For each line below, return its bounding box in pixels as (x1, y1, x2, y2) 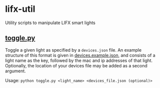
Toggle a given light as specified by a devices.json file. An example (5, 47, 142, 53)
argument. (5, 68, 26, 74)
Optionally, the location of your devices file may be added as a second (5, 62, 148, 68)
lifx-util (5, 3, 35, 15)
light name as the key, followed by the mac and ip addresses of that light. (5, 58, 153, 63)
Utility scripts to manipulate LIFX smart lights (5, 20, 96, 26)
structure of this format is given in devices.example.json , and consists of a (5, 52, 156, 58)
